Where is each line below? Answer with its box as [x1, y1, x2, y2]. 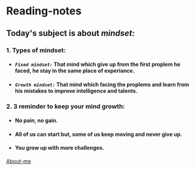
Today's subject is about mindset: [6, 28, 135, 38]
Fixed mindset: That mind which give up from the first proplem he [14, 61, 181, 68]
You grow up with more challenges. [14, 144, 104, 151]
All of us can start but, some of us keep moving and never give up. [14, 130, 182, 138]
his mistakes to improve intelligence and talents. [14, 87, 138, 94]
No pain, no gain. [14, 117, 58, 124]
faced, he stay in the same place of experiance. [14, 67, 135, 74]
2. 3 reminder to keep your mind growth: [6, 102, 125, 110]
